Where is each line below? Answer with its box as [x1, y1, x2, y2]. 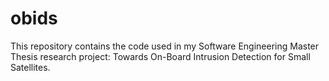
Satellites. [10, 61, 51, 73]
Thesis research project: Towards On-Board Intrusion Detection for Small [10, 50, 311, 62]
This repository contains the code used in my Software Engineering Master [10, 40, 320, 52]
